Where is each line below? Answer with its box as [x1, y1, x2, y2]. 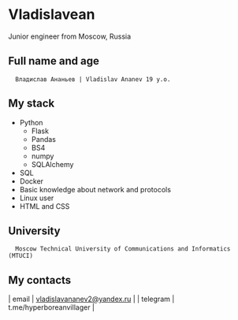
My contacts [8, 273, 72, 287]
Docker [19, 176, 44, 186]
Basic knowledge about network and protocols [19, 184, 172, 194]
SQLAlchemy [31, 159, 74, 169]
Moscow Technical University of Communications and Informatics [15, 245, 231, 253]
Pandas [31, 134, 57, 143]
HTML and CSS [19, 201, 70, 210]
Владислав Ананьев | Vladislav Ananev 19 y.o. [15, 75, 171, 84]
